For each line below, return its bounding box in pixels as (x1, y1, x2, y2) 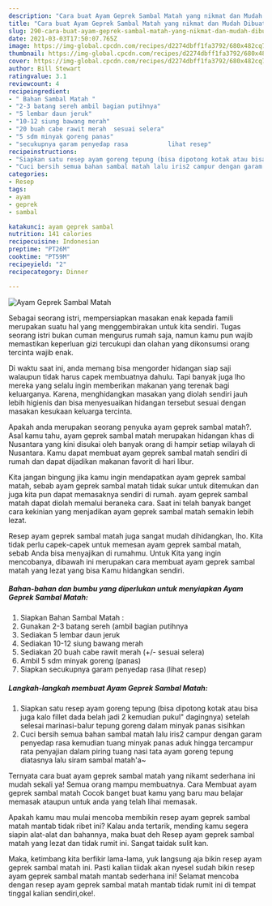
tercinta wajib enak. (8, 347, 74, 357)
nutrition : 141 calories (8, 230, 92, 238)
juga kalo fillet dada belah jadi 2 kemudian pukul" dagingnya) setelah (19, 712, 250, 722)
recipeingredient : (8, 87, 70, 96)
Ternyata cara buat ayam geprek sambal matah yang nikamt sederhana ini (8, 771, 256, 781)
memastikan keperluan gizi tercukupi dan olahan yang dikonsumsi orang (8, 338, 250, 349)
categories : (8, 170, 49, 178)
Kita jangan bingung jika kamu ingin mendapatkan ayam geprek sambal (8, 472, 246, 482)
